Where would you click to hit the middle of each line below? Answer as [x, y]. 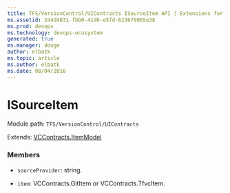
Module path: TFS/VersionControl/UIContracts [73, 124]
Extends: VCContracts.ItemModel [54, 137]
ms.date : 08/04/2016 [37, 71]
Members [23, 155]
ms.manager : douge [33, 45]
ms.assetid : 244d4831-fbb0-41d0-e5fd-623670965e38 [81, 20]
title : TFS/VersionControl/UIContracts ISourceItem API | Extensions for [115, 13]
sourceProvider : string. [50, 170]
